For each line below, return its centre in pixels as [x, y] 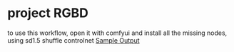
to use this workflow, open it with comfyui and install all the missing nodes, [117, 33]
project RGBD [48, 13]
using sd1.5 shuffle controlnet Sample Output [74, 40]
